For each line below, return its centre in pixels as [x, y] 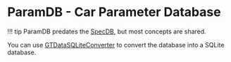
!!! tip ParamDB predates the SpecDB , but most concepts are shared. [107, 31]
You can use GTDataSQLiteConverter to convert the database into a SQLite [116, 45]
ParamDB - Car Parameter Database [114, 12]
